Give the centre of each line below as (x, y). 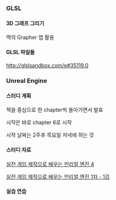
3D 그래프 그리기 (25, 23)
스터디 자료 (19, 150)
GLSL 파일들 (21, 52)
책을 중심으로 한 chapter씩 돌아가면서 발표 (55, 110)
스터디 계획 (19, 95)
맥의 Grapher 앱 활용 (30, 37)
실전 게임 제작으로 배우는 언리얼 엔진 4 (50, 164)
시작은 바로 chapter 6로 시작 (39, 122)
